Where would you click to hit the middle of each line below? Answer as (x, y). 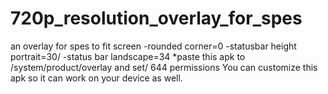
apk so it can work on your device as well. (96, 78)
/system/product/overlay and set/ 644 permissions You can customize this (164, 67)
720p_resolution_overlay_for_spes (156, 18)
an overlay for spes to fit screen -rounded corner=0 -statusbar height (153, 46)
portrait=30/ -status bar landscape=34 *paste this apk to (128, 56)
